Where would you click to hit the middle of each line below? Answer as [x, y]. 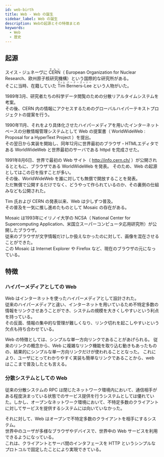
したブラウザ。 [24, 230]
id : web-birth [20, 10]
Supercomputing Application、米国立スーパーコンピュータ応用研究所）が [79, 224]
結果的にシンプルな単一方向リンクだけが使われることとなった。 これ [82, 352]
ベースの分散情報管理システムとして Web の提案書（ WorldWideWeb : [75, 131]
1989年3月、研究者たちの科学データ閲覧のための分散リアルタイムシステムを [82, 96]
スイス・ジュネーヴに [26, 72]
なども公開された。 [28, 191]
